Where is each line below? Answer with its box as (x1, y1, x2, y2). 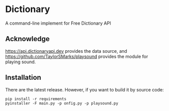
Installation (5, 73, 41, 82)
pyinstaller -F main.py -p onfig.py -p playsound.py (5, 100, 119, 106)
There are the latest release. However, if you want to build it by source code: (5, 86, 164, 92)
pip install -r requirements (5, 96, 67, 101)
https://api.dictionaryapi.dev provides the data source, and (5, 48, 128, 54)
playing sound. (5, 59, 36, 65)
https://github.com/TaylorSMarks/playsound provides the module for (5, 53, 148, 59)
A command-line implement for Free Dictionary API (5, 20, 111, 26)
